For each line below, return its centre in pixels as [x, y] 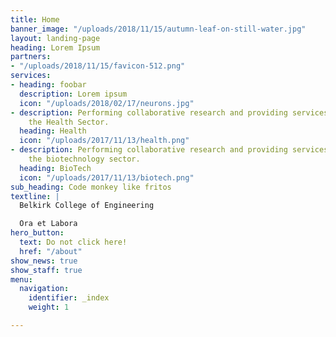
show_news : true [44, 261]
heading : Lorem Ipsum [55, 47]
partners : [31, 57]
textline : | [35, 196]
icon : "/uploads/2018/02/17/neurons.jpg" [107, 103]
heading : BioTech [55, 168]
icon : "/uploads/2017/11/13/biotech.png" [107, 177]
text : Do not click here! [73, 242]
